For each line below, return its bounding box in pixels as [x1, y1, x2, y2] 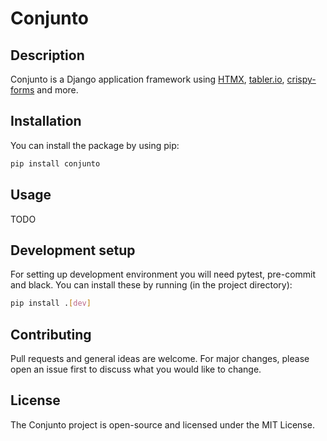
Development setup [10, 242, 136, 259]
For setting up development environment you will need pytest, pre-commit [10, 268, 317, 281]
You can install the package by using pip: [10, 139, 180, 151]
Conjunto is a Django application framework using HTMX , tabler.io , [10, 73, 285, 85]
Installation [10, 113, 82, 130]
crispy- [286, 73, 317, 85]
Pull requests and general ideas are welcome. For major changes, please [10, 353, 310, 364]
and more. [36, 84, 79, 96]
